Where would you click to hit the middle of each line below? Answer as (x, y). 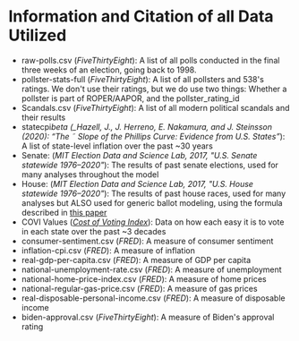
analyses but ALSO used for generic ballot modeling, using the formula (152, 202)
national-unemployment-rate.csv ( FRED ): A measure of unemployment (152, 269)
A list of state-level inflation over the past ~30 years (117, 146)
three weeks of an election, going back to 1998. (109, 70)
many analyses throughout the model (90, 174)
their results (43, 117)
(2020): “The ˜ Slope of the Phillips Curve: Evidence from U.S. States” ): (153, 136)
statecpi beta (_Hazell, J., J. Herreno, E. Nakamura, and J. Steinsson (147, 126)
